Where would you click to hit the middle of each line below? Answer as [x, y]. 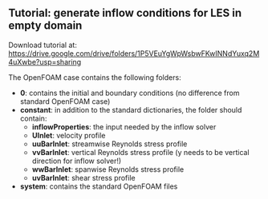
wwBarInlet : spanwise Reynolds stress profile [108, 169]
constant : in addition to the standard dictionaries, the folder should [131, 109]
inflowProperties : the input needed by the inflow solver [124, 126]
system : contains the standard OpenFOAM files [99, 186]
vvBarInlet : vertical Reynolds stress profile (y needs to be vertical [141, 152]
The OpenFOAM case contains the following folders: [95, 77]
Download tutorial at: [43, 45]
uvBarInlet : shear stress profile [83, 177]
